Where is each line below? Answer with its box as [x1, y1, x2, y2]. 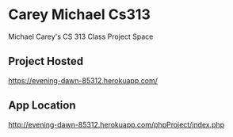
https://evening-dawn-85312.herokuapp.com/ [8, 75, 159, 85]
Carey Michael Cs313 [8, 6, 151, 24]
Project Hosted [8, 55, 84, 68]
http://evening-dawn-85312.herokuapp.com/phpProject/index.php [8, 120, 224, 129]
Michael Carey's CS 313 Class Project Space [8, 32, 154, 41]
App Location [8, 99, 76, 112]
